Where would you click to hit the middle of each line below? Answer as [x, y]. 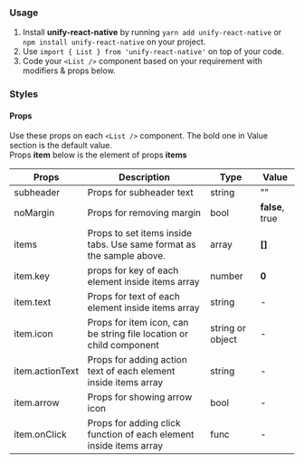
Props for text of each [134, 297]
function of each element [141, 434]
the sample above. [126, 256]
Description [144, 177]
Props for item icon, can [138, 323]
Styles [24, 94]
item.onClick [40, 434]
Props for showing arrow [140, 397]
